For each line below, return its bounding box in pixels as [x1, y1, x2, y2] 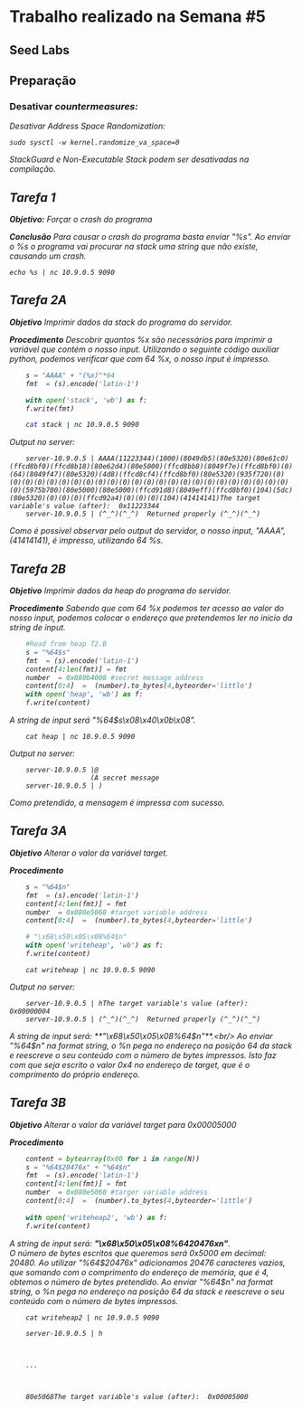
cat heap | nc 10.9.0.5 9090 [25, 733, 136, 742]
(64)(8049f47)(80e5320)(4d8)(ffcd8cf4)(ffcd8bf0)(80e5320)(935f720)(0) [9, 470, 285, 479]
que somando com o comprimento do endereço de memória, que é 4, [9, 1266, 269, 1277]
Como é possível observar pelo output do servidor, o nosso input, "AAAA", [9, 525, 287, 536]
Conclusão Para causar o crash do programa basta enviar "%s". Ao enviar [9, 232, 291, 242]
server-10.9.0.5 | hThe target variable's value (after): [25, 998, 249, 1008]
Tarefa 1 [9, 190, 56, 205]
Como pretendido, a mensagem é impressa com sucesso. [9, 798, 225, 809]
